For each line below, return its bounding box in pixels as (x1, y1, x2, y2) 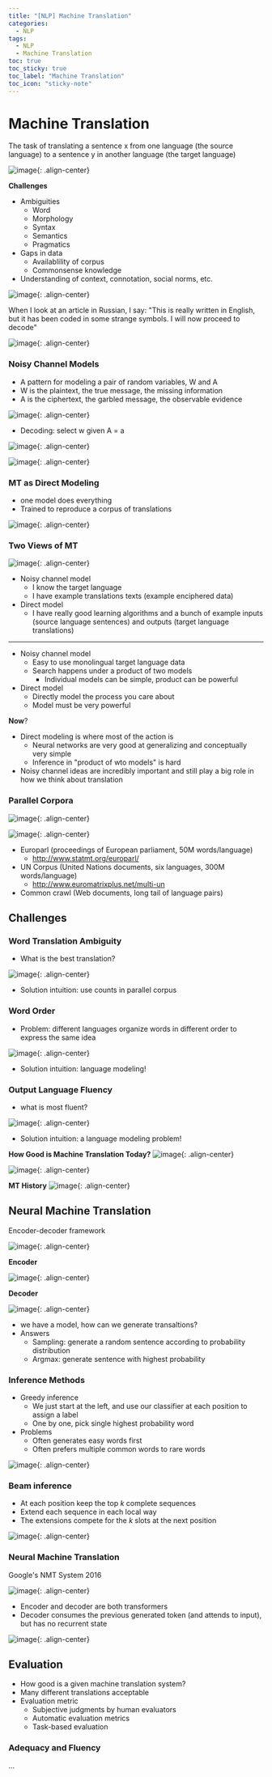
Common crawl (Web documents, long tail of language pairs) (19, 888, 224, 897)
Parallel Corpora (8, 795, 74, 806)
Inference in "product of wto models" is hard (32, 757, 181, 767)
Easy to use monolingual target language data (32, 657, 185, 668)
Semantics (32, 231, 68, 241)
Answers (19, 1328, 50, 1338)
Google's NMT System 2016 (8, 1570, 102, 1580)
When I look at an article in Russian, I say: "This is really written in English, (8, 305, 256, 316)
